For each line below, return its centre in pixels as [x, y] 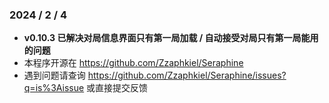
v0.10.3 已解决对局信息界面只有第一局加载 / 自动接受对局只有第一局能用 [171, 38]
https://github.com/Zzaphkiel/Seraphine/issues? [187, 75]
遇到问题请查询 [54, 75]
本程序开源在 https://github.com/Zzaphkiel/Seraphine [133, 63]
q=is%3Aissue [54, 88]
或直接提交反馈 [117, 88]
